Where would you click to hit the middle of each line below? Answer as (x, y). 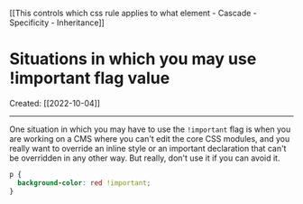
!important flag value (90, 78)
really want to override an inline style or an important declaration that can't (148, 148)
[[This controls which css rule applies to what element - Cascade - (133, 13)
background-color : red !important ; (84, 183)
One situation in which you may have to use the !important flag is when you (150, 129)
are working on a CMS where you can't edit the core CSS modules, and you (150, 138)
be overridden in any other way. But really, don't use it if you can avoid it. (145, 158)
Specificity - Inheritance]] (57, 23)
